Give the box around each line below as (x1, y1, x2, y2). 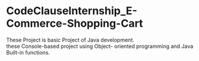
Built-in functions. (6, 49, 50, 56)
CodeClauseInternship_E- (6, 4, 137, 18)
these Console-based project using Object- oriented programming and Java (6, 43, 194, 50)
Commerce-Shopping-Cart (6, 17, 143, 30)
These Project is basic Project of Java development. (6, 36, 134, 43)
